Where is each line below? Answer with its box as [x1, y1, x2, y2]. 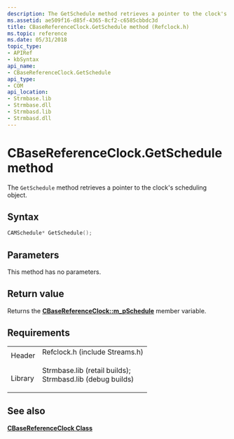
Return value [7, 288, 64, 300]
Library [11, 373, 34, 383]
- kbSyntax [7, 56, 39, 63]
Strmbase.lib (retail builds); [41, 365, 131, 375]
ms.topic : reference [7, 30, 68, 37]
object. [7, 190, 28, 199]
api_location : [7, 89, 49, 96]
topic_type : [7, 43, 42, 50]
